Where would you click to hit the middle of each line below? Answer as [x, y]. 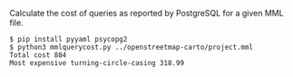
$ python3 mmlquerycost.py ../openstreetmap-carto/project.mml [132, 47]
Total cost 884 [38, 55]
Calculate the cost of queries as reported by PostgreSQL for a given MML [146, 13]
